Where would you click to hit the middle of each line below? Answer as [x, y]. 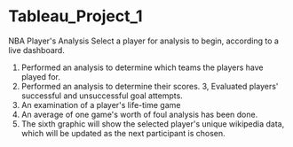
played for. [41, 76]
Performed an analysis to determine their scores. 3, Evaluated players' [150, 86]
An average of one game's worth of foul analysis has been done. [139, 114]
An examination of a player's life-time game [101, 104]
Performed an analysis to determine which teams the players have [142, 67]
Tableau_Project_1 [75, 16]
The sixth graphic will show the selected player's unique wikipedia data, [153, 124]
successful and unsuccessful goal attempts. [102, 96]
